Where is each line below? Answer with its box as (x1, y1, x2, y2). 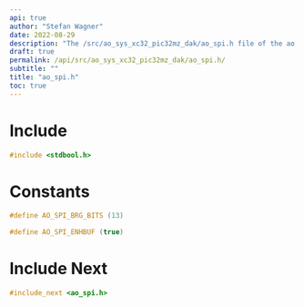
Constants (9, 181, 90, 201)
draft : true (9, 47, 55, 56)
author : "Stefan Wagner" (9, 22, 104, 31)
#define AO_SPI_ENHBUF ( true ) (9, 228, 125, 237)
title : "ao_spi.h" (9, 73, 79, 82)
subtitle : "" (9, 65, 59, 74)
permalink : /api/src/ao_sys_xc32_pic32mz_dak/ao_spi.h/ (9, 56, 226, 65)
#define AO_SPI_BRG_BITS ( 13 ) (9, 211, 125, 220)
